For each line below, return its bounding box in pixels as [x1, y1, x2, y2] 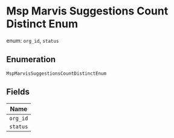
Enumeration [6, 54, 56, 64]
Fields [6, 87, 30, 97]
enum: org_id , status [6, 37, 59, 44]
